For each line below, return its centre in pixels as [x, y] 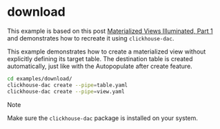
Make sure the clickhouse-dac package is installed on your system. [103, 118]
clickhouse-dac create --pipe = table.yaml [68, 85]
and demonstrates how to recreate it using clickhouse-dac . [91, 38]
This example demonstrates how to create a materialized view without [107, 51]
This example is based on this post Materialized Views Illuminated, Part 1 [110, 31]
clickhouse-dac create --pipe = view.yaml [66, 91]
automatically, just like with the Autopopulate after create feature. [100, 66]
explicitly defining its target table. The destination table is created [100, 58]
